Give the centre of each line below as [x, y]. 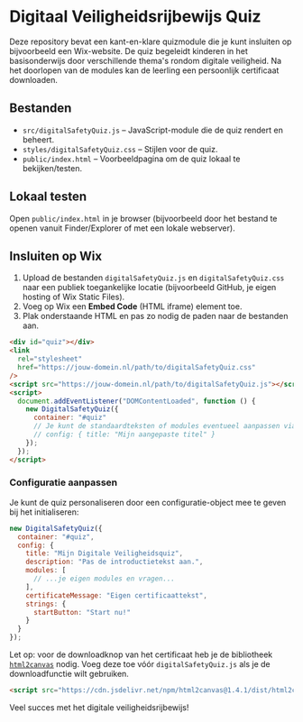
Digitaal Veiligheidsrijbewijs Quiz [135, 17]
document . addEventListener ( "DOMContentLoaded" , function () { [137, 401]
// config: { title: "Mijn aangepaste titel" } [124, 434]
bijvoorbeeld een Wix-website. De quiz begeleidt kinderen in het [129, 50]
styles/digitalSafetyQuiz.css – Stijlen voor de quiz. [120, 149]
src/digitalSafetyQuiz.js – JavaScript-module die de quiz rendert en [153, 130]
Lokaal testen [48, 197]
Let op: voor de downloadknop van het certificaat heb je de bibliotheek [141, 654]
